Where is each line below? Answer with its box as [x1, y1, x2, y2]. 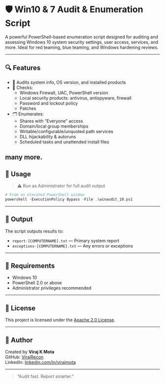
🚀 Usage [5, 170, 31, 178]
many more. [5, 153, 43, 162]
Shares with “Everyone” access [19, 118, 83, 124]
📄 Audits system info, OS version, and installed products [12, 79, 126, 85]
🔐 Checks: [12, 84, 33, 90]
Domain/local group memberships [19, 123, 88, 129]
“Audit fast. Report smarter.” [17, 373, 74, 379]
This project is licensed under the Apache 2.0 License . [5, 317, 115, 323]
